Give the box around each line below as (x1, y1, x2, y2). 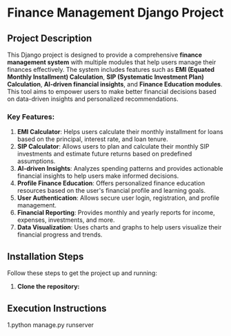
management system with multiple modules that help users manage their (7, 58, 217, 66)
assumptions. (17, 157, 56, 165)
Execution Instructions (7, 302, 107, 314)
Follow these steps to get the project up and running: (7, 269, 157, 277)
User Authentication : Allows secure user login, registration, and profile (17, 194, 220, 202)
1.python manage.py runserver (7, 320, 94, 329)
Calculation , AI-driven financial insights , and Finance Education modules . (7, 80, 223, 88)
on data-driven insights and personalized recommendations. (7, 95, 179, 103)
